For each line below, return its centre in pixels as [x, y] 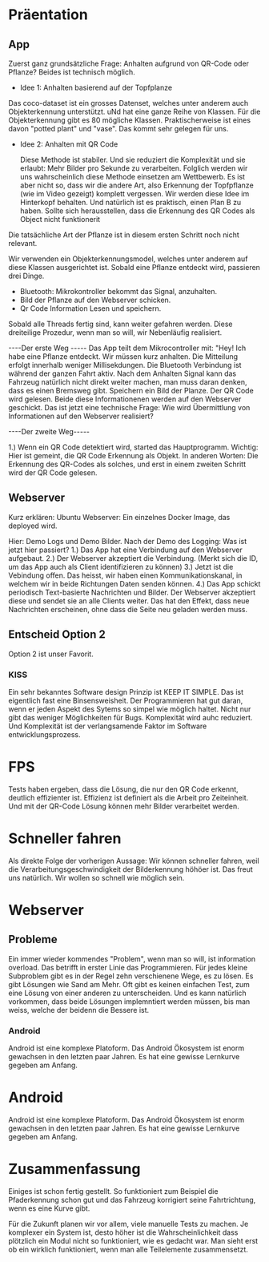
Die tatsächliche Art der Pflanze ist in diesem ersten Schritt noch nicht [124, 235]
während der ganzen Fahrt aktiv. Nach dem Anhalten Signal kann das [122, 373]
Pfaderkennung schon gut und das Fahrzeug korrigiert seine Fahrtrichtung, [132, 1200]
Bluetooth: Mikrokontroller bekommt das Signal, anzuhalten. [118, 291]
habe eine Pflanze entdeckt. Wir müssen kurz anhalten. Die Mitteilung [123, 357]
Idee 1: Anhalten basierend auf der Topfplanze [96, 87]
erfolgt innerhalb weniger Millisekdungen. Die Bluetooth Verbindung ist [125, 365]
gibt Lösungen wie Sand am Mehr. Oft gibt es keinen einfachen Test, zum [129, 984]
